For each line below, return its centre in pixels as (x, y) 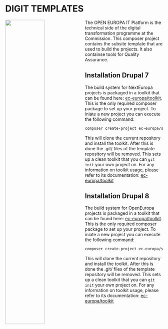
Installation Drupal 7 (117, 75)
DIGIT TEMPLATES (44, 9)
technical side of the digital (113, 27)
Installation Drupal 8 (117, 196)
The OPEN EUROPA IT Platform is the (123, 22)
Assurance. (96, 59)
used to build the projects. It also (118, 49)
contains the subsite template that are (124, 43)
